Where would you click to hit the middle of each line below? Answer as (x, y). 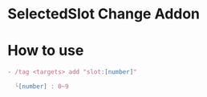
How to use (46, 51)
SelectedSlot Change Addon (104, 14)
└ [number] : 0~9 (42, 87)
